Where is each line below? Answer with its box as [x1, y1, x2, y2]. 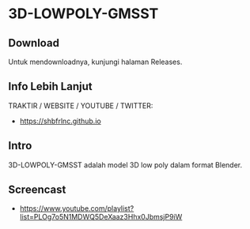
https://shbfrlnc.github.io [19, 116, 101, 126]
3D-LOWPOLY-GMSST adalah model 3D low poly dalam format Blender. [8, 160, 243, 170]
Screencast [8, 183, 66, 197]
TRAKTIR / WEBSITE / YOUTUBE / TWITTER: [8, 100, 153, 111]
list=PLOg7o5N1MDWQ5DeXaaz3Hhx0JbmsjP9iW [19, 212, 183, 222]
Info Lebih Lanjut [8, 80, 93, 93]
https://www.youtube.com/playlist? [19, 204, 134, 213]
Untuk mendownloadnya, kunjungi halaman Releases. [8, 57, 183, 66]
